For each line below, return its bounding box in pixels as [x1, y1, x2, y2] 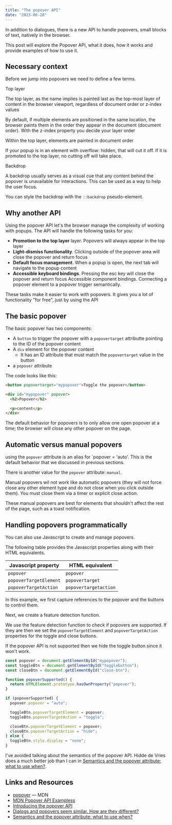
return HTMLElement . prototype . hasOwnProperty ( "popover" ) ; [10, 682, 137, 687]
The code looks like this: [5, 372, 57, 378]
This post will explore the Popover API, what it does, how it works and [5, 42, 153, 48]
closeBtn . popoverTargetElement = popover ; [10, 724, 102, 729]
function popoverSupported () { [5, 677, 72, 682]
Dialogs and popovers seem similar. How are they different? [12, 808, 139, 814]
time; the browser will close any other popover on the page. [5, 425, 132, 432]
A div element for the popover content [12, 346, 94, 352]
